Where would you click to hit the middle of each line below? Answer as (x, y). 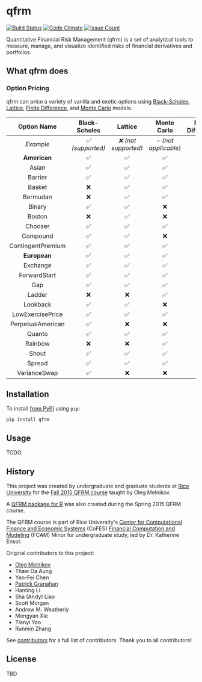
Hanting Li (28, 591)
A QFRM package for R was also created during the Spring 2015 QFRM (94, 504)
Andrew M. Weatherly (42, 610)
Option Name (37, 126)
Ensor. (14, 541)
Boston (38, 216)
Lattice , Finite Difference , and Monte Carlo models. (69, 108)
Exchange (37, 265)
